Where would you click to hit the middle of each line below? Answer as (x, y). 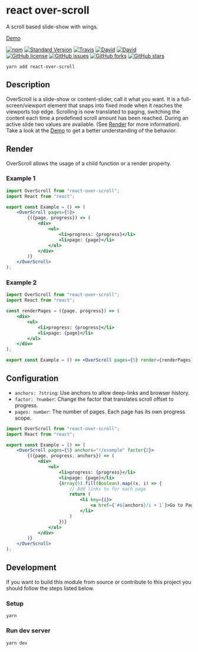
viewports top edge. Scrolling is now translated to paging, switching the (93, 111)
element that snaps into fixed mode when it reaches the (115, 105)
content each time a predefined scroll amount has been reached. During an (97, 118)
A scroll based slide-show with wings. (52, 27)
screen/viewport (26, 105)
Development (32, 568)
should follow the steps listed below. (50, 588)
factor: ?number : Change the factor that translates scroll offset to (94, 399)
